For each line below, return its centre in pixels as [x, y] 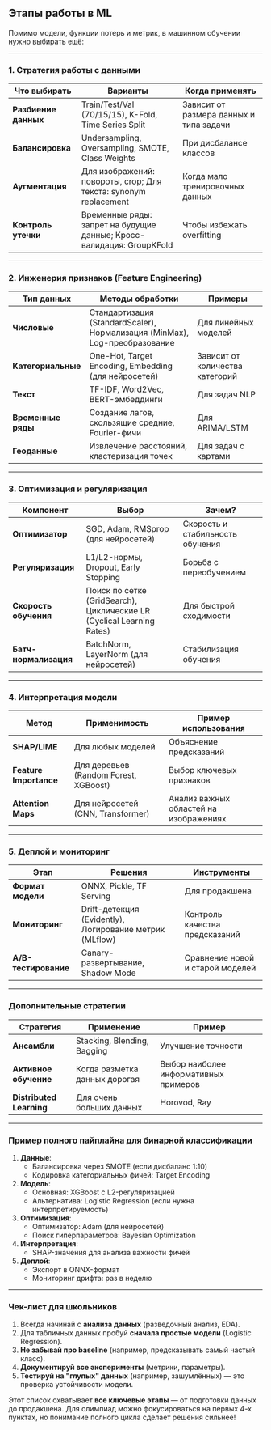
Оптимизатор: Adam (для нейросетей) [98, 1226]
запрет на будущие [119, 225]
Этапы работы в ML [60, 13]
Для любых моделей [115, 747]
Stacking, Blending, [113, 1041]
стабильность [210, 533]
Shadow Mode [108, 973]
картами [214, 456]
